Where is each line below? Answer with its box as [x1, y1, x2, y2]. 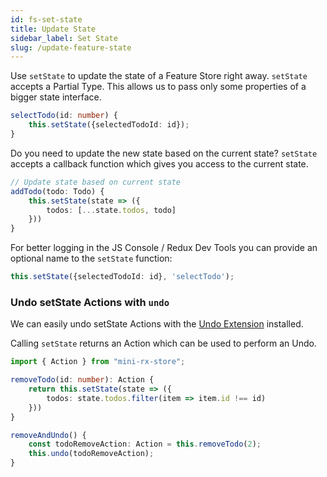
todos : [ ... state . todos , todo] [46, 205, 177, 215]
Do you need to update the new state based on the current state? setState [10, 147, 318, 159]
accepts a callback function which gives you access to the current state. [10, 157, 309, 170]
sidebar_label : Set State [10, 33, 118, 43]
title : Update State [10, 24, 97, 34]
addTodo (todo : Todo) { [10, 186, 105, 196]
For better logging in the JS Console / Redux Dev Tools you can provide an [10, 242, 318, 254]
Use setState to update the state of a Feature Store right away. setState [10, 70, 308, 82]
